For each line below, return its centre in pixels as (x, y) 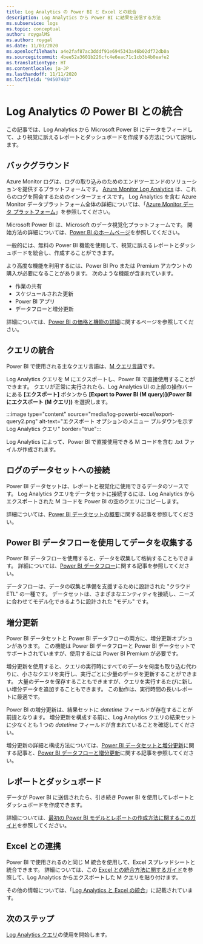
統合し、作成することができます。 (75, 253)
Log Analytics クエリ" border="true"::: (54, 429)
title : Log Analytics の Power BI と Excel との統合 (72, 12)
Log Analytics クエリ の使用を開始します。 (58, 934)
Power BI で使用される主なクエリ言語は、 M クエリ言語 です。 (82, 366)
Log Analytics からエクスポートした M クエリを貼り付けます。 (104, 877)
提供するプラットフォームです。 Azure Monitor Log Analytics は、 (104, 189)
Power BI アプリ (35, 301)
